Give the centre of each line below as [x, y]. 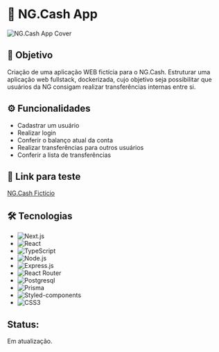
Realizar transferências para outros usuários [80, 147]
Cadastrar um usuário [48, 125]
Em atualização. [30, 341]
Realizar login [37, 133]
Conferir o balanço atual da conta [65, 140]
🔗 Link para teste [44, 176]
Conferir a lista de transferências [64, 155]
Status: [23, 325]
